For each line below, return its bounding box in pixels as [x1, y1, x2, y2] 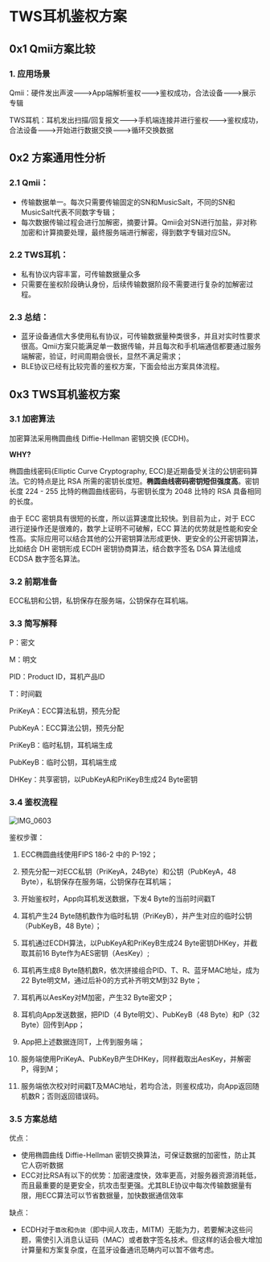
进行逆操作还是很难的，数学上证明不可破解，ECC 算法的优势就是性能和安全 [9, 523, 258, 533]
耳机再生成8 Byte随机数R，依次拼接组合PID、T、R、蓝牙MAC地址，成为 [20, 965, 260, 975]
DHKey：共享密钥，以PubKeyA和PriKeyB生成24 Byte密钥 [9, 774, 198, 784]
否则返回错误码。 [46, 1091, 104, 1101]
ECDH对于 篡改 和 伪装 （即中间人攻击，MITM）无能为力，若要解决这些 [20, 1225, 246, 1235]
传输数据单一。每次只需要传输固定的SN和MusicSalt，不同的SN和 [20, 197, 235, 206]
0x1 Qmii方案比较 [9, 42, 96, 56]
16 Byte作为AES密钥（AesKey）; [42, 948, 150, 957]
